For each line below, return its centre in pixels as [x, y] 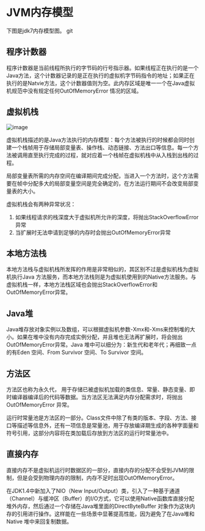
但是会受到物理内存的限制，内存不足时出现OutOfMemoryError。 [97, 478]
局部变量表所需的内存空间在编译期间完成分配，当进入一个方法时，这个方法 [100, 176]
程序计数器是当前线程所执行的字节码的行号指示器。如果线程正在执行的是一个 [103, 67]
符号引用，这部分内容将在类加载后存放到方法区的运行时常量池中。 [89, 433]
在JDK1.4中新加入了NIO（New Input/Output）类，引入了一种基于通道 [93, 491]
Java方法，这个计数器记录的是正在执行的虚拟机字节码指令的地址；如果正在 [101, 75]
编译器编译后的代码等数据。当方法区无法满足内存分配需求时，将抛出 [97, 397]
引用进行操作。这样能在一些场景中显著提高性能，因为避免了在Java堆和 [106, 514]
